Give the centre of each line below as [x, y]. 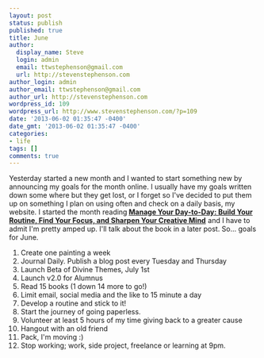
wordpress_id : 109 [39, 104]
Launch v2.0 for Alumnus [62, 278]
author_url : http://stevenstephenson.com [78, 97]
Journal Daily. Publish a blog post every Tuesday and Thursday [123, 261]
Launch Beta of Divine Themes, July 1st [85, 270]
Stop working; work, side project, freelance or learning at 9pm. [123, 345]
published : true [36, 30]
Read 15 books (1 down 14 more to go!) [84, 287]
